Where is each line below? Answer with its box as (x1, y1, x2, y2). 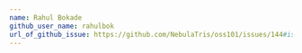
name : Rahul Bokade (9, 13, 83, 22)
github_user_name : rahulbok (9, 22, 115, 31)
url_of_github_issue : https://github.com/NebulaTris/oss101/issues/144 (9, 30, 283, 39)
